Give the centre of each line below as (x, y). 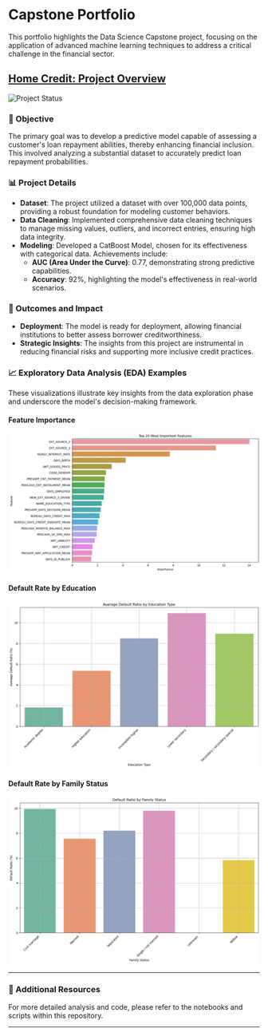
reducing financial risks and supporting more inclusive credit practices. (136, 351)
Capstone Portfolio (72, 15)
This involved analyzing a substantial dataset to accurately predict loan (125, 153)
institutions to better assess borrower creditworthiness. (110, 334)
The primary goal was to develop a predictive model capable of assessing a (133, 136)
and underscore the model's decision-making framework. (103, 401)
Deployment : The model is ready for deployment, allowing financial (130, 326)
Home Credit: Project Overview (87, 79)
